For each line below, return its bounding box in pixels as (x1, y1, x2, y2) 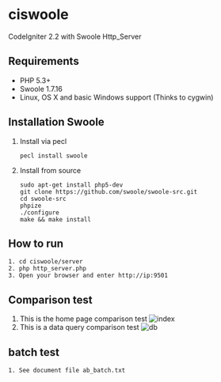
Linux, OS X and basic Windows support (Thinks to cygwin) (19, 93, 214, 102)
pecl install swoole (19, 152, 88, 160)
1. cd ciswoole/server (8, 258, 83, 266)
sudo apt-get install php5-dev (19, 180, 124, 189)
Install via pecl (19, 136, 67, 146)
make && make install (19, 215, 91, 223)
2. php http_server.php (8, 265, 87, 273)
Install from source (19, 165, 82, 175)
